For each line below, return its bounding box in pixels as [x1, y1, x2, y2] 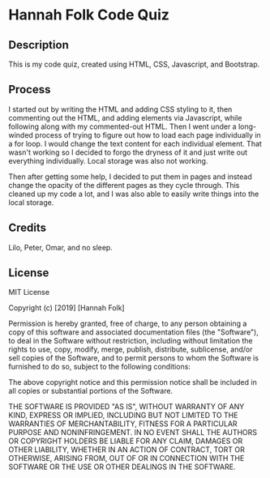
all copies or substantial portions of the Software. [8, 386, 173, 396]
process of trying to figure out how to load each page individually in [35, 130, 261, 139]
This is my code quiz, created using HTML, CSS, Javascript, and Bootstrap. [8, 59, 260, 69]
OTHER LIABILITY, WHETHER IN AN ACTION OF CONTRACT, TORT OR [8, 445, 245, 455]
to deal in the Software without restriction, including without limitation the [8, 336, 253, 346]
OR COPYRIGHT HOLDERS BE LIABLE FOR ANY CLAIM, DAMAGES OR [8, 436, 243, 446]
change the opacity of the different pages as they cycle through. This [8, 180, 240, 190]
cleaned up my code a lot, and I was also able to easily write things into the [8, 189, 259, 198]
